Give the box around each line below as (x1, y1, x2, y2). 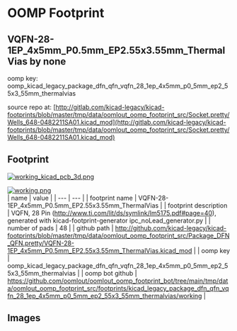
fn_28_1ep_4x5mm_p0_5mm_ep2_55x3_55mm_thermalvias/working (7, 291, 202, 300)
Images (7, 312, 41, 324)
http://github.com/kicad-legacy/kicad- (115, 223, 227, 232)
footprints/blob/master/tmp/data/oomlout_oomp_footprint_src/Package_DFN (7, 231, 230, 240)
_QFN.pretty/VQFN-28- (7, 239, 75, 247)
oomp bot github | (84, 269, 137, 277)
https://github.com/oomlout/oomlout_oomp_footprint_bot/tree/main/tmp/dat (7, 276, 229, 285)
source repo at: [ (7, 103, 56, 111)
